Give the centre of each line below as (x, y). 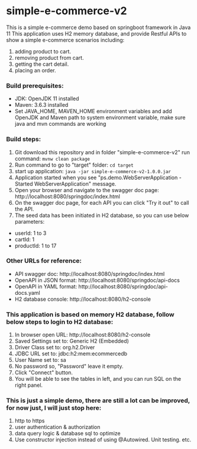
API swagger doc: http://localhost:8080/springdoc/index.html (90, 273)
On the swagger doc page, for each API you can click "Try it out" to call (102, 202)
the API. (24, 209)
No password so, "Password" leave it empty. (69, 367)
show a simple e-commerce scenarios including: (65, 40)
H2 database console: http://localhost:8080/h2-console (83, 299)
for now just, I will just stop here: (54, 408)
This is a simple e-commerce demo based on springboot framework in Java (98, 27)
